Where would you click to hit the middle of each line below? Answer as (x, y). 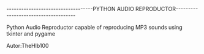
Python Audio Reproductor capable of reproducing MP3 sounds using (94, 27)
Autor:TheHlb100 (28, 46)
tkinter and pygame (31, 34)
